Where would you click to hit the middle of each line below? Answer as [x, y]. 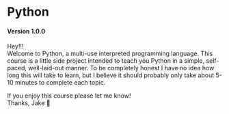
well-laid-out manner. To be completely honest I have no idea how [121, 68]
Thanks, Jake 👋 [29, 103]
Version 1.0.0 [26, 31]
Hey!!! [15, 46]
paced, [17, 68]
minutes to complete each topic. [60, 83]
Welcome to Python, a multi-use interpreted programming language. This [110, 54]
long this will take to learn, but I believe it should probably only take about [111, 75]
